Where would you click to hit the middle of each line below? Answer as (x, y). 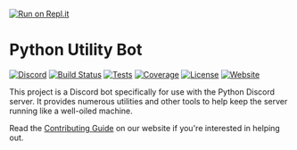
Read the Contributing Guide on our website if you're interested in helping (145, 128)
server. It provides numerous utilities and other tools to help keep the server (148, 101)
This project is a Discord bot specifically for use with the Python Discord (142, 92)
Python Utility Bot (76, 50)
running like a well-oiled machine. (71, 111)
